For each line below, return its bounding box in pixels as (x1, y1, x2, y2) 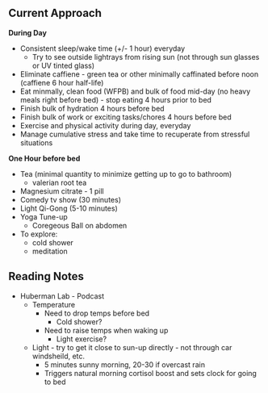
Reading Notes (8, 270, 85, 283)
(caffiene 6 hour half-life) (19, 77, 104, 87)
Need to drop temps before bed (44, 308, 150, 318)
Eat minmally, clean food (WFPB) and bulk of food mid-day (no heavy (19, 86, 251, 96)
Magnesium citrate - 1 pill (19, 186, 104, 196)
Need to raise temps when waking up (44, 325, 169, 335)
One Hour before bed (8, 153, 81, 163)
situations (19, 137, 53, 148)
